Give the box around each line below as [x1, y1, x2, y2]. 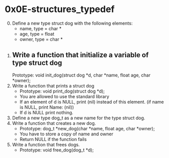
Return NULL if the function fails [19, 136, 87, 142]
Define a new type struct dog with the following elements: [12, 20, 133, 26]
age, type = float [19, 31, 55, 37]
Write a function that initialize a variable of [12, 51, 149, 59]
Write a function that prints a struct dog [12, 83, 95, 89]
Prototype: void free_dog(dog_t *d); [19, 147, 94, 153]
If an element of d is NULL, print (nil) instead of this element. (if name [19, 99, 164, 105]
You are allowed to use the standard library [19, 93, 109, 99]
